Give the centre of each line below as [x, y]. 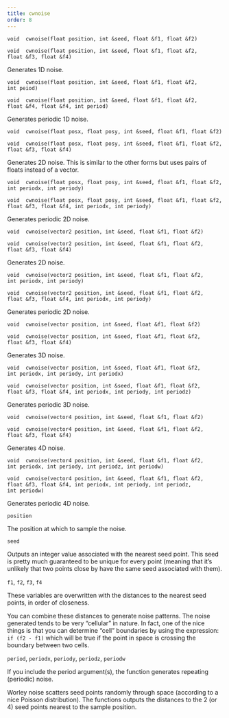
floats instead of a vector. [43, 170]
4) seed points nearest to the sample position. [72, 707]
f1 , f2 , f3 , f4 [25, 582]
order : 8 [20, 20]
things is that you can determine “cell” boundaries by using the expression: [113, 630]
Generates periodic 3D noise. [49, 404]
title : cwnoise [29, 13]
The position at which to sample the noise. [67, 528]
